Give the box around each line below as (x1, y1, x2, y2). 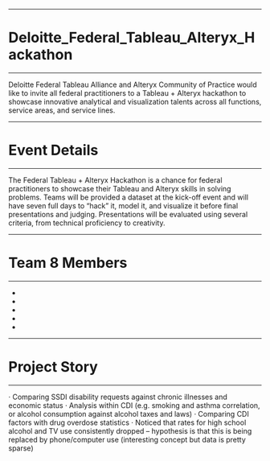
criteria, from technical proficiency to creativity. (8, 218, 166, 228)
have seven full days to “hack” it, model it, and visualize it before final (8, 200, 239, 210)
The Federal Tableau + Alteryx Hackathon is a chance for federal (8, 175, 223, 185)
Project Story (8, 358, 98, 376)
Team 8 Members (8, 254, 128, 272)
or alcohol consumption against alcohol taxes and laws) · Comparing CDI (8, 409, 249, 418)
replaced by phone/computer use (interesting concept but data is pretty (8, 434, 247, 444)
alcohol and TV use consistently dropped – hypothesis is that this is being (8, 426, 252, 435)
